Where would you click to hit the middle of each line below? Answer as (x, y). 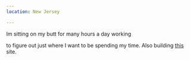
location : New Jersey (33, 12)
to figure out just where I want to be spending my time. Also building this (95, 45)
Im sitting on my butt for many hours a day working (69, 34)
